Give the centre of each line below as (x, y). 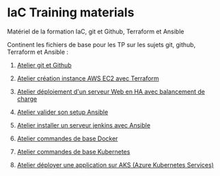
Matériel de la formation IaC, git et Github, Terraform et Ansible (96, 31)
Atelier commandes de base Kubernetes (73, 151)
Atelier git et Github (44, 65)
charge (27, 99)
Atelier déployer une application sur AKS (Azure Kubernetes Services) (115, 164)
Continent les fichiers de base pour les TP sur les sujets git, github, (101, 44)
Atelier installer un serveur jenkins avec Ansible (84, 125)
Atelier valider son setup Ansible (63, 112)
